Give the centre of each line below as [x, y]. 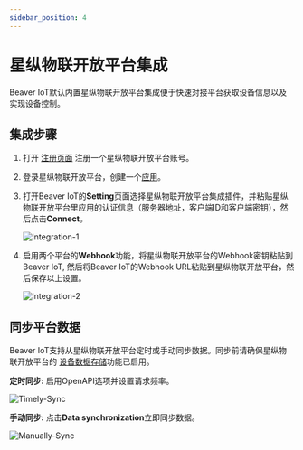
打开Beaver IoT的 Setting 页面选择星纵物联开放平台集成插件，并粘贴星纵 [155, 196]
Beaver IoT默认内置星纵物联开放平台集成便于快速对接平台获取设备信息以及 [148, 92]
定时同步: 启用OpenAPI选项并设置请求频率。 [92, 381]
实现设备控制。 [37, 103]
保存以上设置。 [58, 278]
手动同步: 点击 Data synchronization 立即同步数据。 [105, 417]
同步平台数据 [45, 327]
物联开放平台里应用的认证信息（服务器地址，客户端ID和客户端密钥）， [151, 208]
